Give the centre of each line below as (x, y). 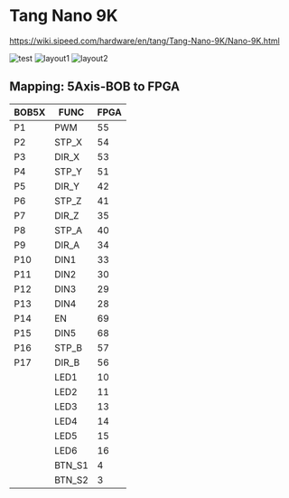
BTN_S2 (71, 480)
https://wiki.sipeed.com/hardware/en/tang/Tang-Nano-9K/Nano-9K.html (144, 41)
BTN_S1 (71, 465)
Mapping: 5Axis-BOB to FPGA (95, 87)
